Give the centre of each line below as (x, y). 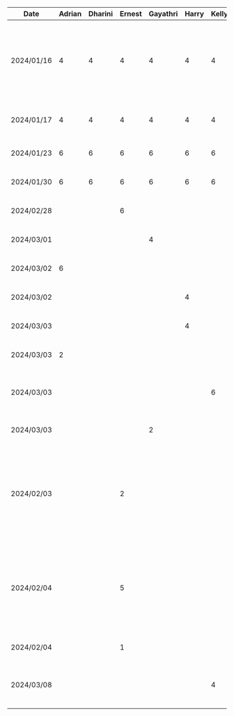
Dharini (101, 14)
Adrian (70, 14)
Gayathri (163, 14)
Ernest (131, 14)
